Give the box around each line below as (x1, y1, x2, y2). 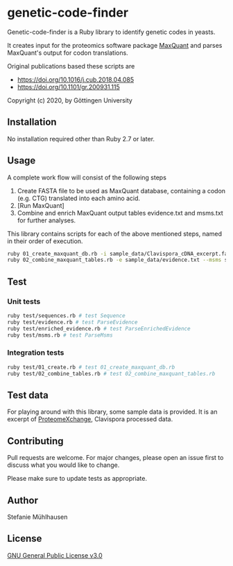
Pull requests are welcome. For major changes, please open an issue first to (7, 454, 224, 462)
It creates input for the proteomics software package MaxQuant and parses (7, 41, 223, 49)
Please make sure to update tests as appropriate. (7, 475, 148, 483)
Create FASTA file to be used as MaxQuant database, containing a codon (17, 186, 226, 195)
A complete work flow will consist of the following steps (7, 173, 166, 182)
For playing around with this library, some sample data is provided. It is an (7, 407, 218, 416)
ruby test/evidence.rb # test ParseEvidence (7, 319, 138, 326)
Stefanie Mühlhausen (7, 513, 68, 521)
